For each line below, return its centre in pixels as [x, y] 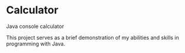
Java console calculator [35, 26]
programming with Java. [36, 44]
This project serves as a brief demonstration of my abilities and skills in [92, 37]
